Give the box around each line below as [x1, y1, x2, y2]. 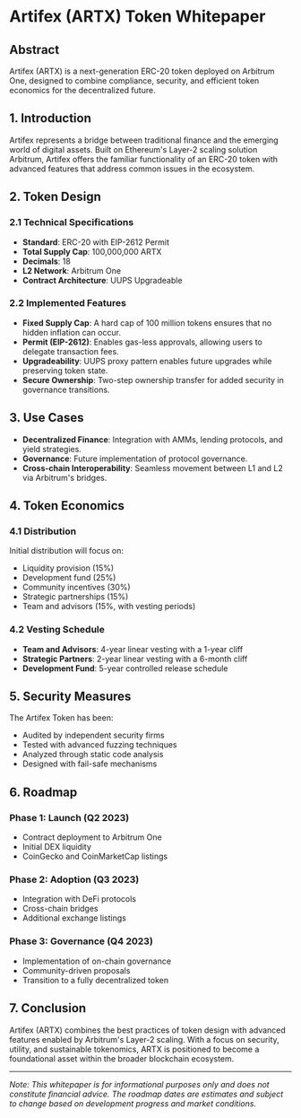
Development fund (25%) [21, 572, 116, 583]
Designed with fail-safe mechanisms [21, 758, 158, 769]
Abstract [9, 42, 60, 57]
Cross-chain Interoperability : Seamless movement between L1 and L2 [21, 462, 284, 473]
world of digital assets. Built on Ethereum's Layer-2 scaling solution [9, 144, 258, 154]
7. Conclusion [9, 1000, 87, 1016]
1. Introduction [9, 110, 91, 127]
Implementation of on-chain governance [21, 956, 172, 966]
